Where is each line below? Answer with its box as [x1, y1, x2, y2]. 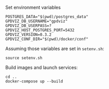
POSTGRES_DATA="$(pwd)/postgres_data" [5, 14, 88, 19]
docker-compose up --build [5, 79, 63, 84]
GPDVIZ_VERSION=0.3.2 [5, 32, 52, 37]
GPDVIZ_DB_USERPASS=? [5, 23, 52, 28]
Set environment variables [5, 5, 61, 10]
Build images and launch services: [5, 64, 78, 71]
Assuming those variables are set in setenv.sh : [5, 46, 104, 52]
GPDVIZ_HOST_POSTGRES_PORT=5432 [5, 28, 75, 33]
